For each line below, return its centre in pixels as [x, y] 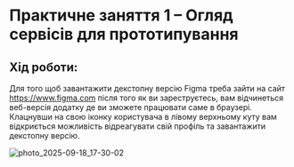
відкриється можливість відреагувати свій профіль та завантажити [138, 126]
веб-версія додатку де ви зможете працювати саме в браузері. [131, 107]
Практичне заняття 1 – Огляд [121, 16]
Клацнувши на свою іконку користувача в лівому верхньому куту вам [143, 117]
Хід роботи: [44, 67]
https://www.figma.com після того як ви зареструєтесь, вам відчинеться [147, 98]
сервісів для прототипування [124, 34]
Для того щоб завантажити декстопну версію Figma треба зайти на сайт [147, 88]
